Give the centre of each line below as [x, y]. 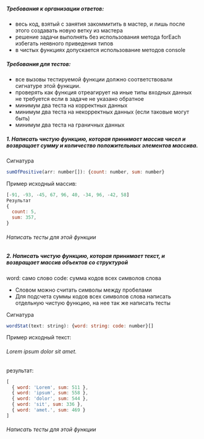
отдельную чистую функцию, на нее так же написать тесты [93, 303]
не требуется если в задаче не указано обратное [79, 98]
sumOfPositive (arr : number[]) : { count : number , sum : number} [86, 172]
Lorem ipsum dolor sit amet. [42, 352]
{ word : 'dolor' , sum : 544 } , [50, 399]
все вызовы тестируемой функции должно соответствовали [94, 79]
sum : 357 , [24, 218]
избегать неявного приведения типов [64, 43]
